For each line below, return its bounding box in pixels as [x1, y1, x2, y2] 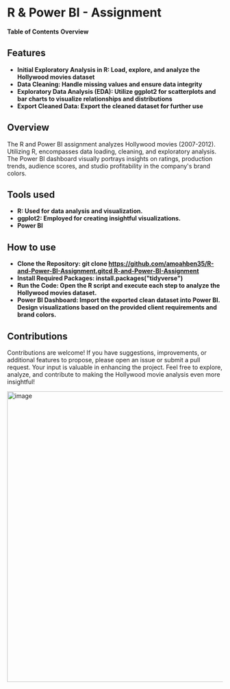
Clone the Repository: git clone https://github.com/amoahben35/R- [16, 260, 214, 268]
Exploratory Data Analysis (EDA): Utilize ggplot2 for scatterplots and [16, 87, 216, 95]
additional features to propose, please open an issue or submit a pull [7, 356, 201, 364]
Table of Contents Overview [7, 27, 89, 36]
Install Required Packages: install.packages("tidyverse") [16, 274, 183, 282]
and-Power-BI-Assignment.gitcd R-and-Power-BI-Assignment [16, 267, 200, 275]
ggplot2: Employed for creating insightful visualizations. [16, 214, 181, 223]
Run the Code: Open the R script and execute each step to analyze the [16, 281, 220, 290]
